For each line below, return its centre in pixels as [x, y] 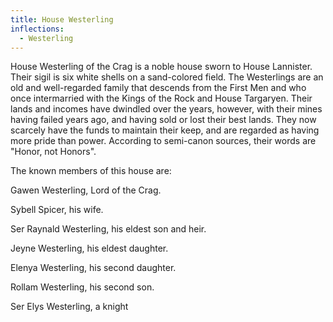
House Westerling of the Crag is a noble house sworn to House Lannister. [161, 67]
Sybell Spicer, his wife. [57, 210]
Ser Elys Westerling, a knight [69, 307]
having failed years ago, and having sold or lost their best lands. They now [163, 120]
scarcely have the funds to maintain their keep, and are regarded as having [165, 130]
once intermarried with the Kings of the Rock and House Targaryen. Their [161, 98]
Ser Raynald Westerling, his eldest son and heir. [108, 229]
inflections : [37, 29]
